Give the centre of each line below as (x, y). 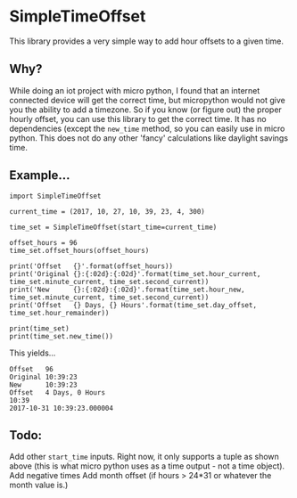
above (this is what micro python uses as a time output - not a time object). (147, 466)
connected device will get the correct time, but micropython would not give (147, 100)
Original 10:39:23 (43, 377)
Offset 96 (31, 369)
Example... (40, 176)
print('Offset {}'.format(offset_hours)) (91, 266)
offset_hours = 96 (43, 242)
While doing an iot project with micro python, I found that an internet (135, 90)
